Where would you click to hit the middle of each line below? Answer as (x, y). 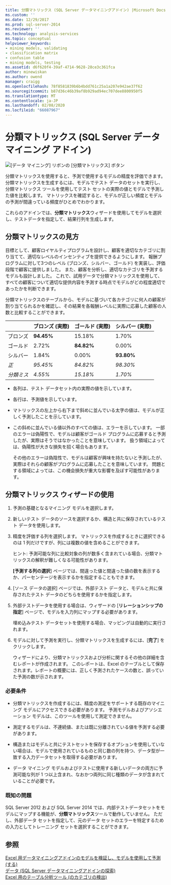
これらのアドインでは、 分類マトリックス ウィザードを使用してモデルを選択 (83, 212)
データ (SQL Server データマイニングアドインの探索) (60, 871)
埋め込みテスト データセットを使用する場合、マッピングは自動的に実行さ (89, 623)
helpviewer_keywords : (28, 44)
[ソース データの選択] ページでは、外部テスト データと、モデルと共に (85, 588)
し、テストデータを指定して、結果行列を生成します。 (61, 219)
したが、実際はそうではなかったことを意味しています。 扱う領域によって (89, 440)
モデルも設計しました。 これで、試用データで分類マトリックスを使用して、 (84, 276)
